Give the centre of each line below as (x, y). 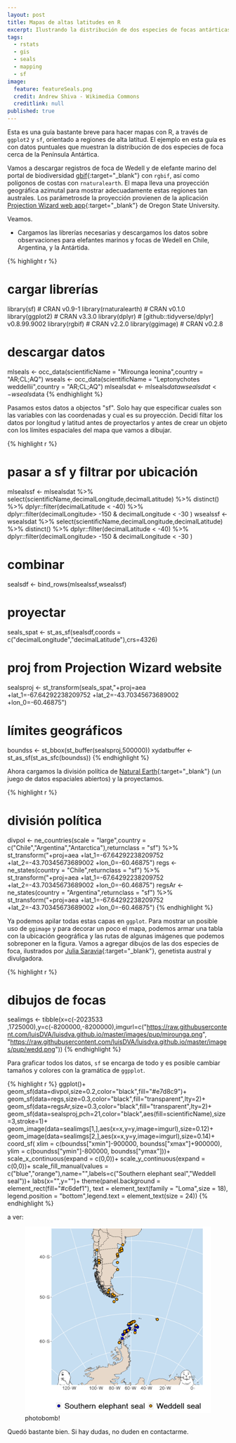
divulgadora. (26, 958)
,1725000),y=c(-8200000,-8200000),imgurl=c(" (77, 1027)
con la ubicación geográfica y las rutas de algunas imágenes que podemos (116, 936)
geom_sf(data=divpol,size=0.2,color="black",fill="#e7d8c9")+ (97, 1092)
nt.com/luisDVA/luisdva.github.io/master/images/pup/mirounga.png (105, 1034)
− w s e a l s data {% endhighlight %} (55, 394)
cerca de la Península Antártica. (53, 154)
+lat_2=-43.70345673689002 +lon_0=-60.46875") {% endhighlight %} (110, 907)
